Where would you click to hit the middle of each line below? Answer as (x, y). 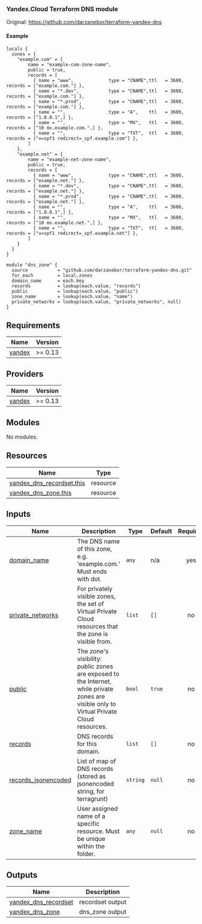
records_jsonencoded (40, 780)
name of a (91, 816)
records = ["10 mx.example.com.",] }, (55, 128)
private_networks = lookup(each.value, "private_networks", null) (96, 302)
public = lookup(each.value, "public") (75, 291)
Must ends (92, 571)
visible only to (96, 704)
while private (95, 688)
